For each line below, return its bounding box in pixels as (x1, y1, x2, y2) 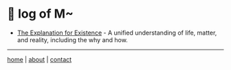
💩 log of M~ (7, 6, 74, 22)
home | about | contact (7, 55, 72, 63)
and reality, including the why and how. (16, 35, 129, 43)
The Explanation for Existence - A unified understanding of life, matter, (16, 29, 217, 37)
